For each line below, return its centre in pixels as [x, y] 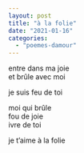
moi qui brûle [30, 108]
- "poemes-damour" [46, 46]
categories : [28, 38]
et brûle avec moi [37, 77]
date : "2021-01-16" [41, 30]
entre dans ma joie [39, 68]
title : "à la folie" [43, 23]
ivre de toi [25, 125]
